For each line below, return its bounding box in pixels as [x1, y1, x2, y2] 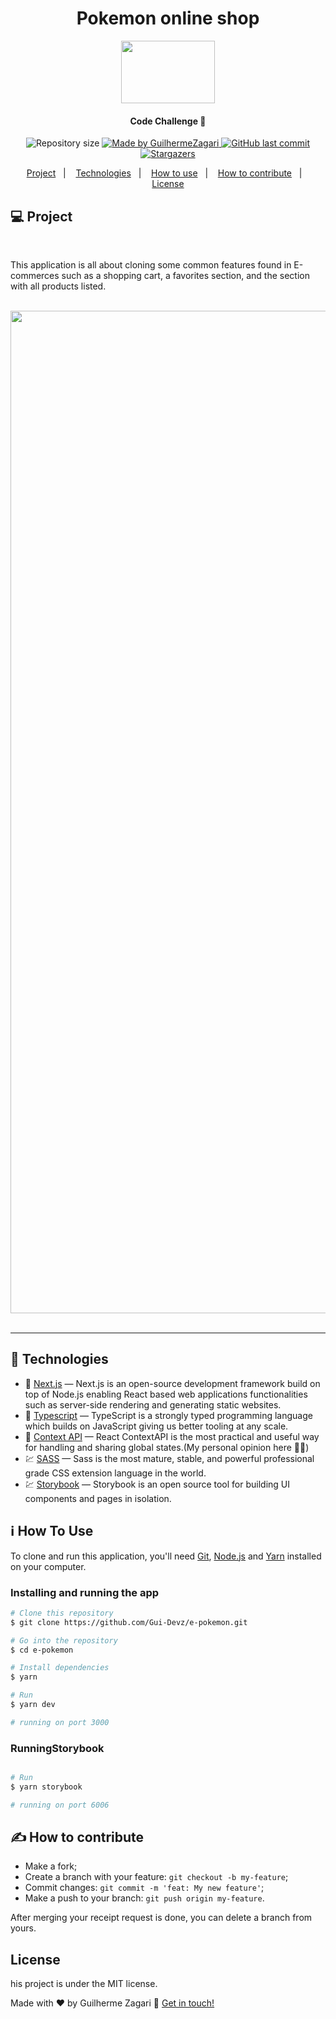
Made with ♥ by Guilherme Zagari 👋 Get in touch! [10, 1997, 215, 2009]
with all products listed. [10, 280, 107, 292]
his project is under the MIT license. [10, 1978, 158, 1990]
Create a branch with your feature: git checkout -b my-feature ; [24, 1871, 289, 1883]
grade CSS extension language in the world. [24, 1467, 207, 1479]
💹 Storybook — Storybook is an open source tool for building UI [24, 1478, 291, 1490]
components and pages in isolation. [24, 1492, 172, 1504]
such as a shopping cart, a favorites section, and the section [61, 269, 310, 281]
